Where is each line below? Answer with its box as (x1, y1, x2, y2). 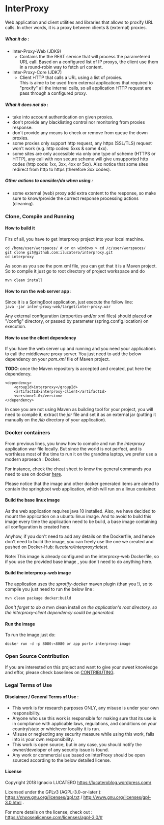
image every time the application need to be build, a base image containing (5, 519, 157, 525)
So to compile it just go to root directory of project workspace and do (5, 268, 145, 274)
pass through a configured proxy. (19, 90, 87, 96)
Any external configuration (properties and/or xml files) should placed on (5, 313, 153, 319)
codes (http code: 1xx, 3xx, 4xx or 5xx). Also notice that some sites (12, 161, 148, 167)
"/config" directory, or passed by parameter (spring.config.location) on (5, 318, 149, 324)
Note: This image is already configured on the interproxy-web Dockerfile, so (5, 553, 159, 559)
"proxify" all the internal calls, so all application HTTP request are (19, 85, 152, 91)
